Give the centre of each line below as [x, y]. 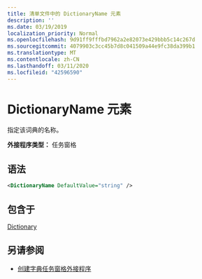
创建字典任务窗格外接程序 [54, 268]
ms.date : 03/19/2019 [37, 27]
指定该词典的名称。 [35, 130]
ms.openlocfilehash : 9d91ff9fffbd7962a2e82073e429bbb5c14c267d [101, 40]
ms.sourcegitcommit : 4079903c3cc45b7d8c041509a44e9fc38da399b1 [101, 46]
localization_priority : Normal [53, 33]
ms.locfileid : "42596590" [45, 72]
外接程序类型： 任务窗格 [42, 145]
